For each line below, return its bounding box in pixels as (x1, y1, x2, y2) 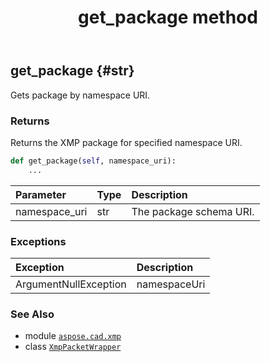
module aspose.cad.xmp (24, 330, 122, 342)
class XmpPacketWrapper (24, 341, 122, 353)
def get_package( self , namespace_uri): (10, 156, 177, 166)
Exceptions (10, 234, 67, 248)
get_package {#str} (10, 62, 135, 80)
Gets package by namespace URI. (10, 89, 151, 101)
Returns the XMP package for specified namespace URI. (10, 136, 243, 148)
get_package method (78, 6, 258, 29)
